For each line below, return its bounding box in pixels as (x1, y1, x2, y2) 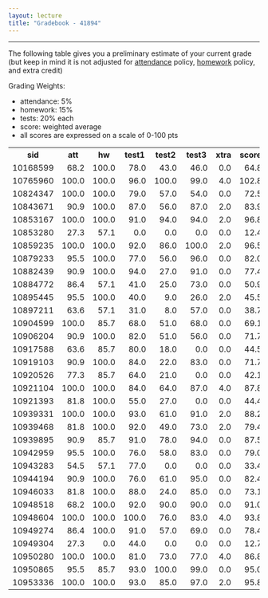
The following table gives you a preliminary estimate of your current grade (8, 49, 252, 58)
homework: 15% (19, 104, 73, 114)
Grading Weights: (8, 81, 65, 90)
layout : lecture (8, 11, 62, 20)
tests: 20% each (19, 113, 74, 123)
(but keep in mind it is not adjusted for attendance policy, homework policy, (8, 57, 255, 66)
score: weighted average (19, 121, 102, 132)
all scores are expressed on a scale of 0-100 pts (19, 130, 179, 140)
